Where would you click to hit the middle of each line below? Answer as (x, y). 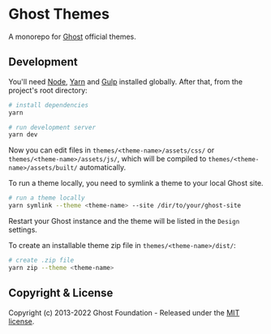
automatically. (103, 168)
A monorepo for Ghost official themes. (72, 36)
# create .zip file (41, 260)
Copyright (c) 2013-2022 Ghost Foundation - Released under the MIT (124, 312)
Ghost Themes (59, 14)
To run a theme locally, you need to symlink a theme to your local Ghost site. (136, 183)
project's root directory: (48, 90)
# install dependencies (49, 105)
